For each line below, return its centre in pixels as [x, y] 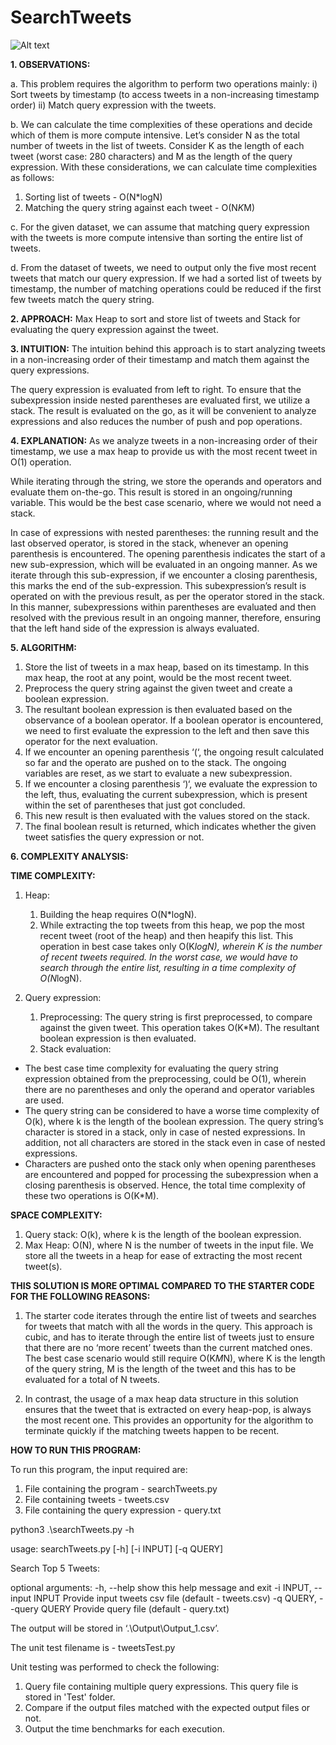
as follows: [32, 177]
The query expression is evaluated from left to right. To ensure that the [156, 389]
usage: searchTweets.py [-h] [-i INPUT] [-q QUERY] [117, 1548]
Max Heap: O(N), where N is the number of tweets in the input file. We [169, 1245]
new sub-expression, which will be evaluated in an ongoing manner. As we [164, 564]
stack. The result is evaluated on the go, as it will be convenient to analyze [163, 410]
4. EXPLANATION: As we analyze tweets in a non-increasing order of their [164, 440]
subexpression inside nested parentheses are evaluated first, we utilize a [160, 400]
